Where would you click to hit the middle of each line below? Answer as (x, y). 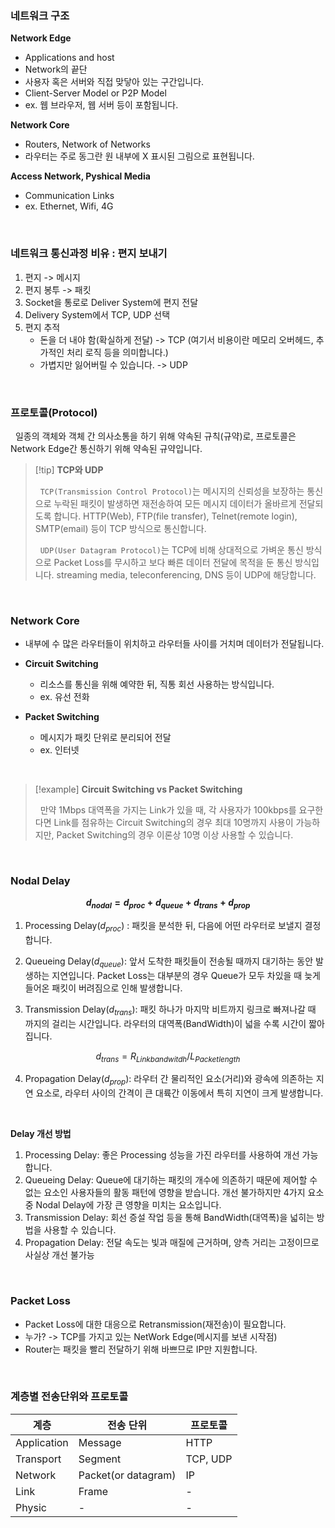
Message (100, 1442)
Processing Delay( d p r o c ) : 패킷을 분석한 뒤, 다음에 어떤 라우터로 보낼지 (163, 927)
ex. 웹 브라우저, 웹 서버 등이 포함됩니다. (101, 105)
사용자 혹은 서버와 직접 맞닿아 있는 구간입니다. (114, 82)
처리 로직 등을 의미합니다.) (117, 352)
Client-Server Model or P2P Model (95, 93)
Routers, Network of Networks (87, 144)
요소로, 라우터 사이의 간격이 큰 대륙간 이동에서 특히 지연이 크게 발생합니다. (179, 1093)
